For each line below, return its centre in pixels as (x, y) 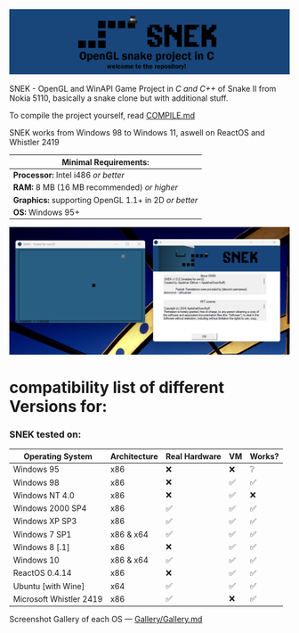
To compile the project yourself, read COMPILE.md (102, 116)
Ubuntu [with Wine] (49, 586)
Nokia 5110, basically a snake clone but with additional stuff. (119, 98)
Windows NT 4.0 (44, 495)
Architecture (134, 456)
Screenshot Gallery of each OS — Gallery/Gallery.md (106, 619)
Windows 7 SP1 (42, 534)
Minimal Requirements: (105, 162)
